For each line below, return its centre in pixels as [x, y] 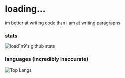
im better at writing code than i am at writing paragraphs [63, 23]
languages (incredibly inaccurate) [47, 59]
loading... [25, 9]
